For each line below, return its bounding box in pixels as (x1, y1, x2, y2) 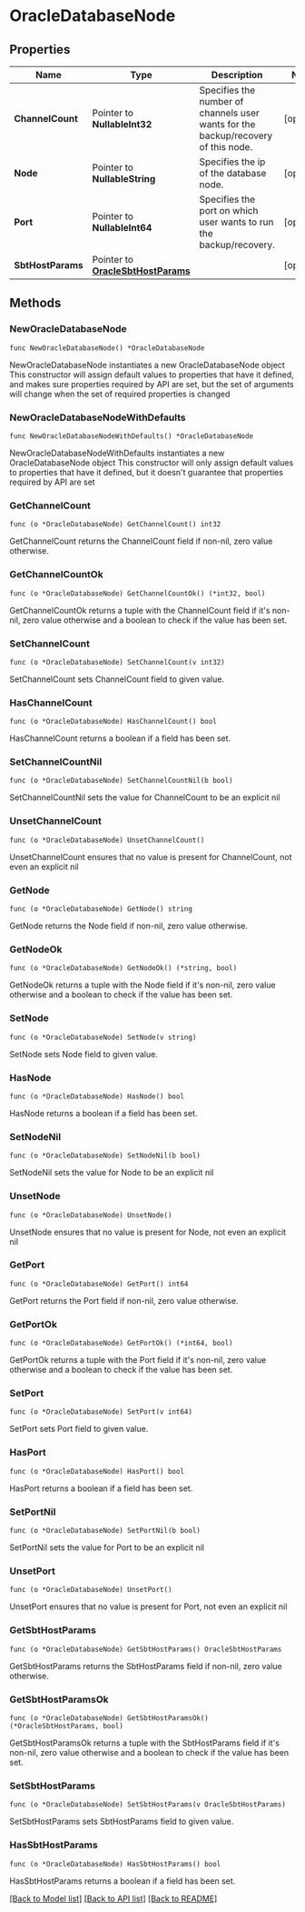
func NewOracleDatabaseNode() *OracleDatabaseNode (9, 343, 205, 353)
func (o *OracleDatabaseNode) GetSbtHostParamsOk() (9, 1713, 209, 1723)
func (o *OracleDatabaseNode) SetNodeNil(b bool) (9, 1151, 202, 1160)
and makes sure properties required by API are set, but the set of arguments (9, 378, 294, 389)
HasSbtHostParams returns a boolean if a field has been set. (9, 1875, 236, 1887)
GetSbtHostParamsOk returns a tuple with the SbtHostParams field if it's (9, 1737, 280, 1748)
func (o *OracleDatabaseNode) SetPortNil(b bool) (9, 1527, 202, 1536)
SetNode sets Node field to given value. (9, 1048, 159, 1059)
